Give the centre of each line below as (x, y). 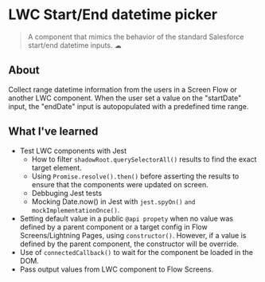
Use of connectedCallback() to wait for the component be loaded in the (136, 252)
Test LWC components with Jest (73, 151)
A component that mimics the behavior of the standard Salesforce (136, 37)
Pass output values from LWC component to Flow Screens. (117, 269)
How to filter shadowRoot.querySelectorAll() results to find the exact (144, 159)
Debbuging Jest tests (66, 193)
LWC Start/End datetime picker (113, 15)
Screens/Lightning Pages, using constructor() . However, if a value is (133, 235)
